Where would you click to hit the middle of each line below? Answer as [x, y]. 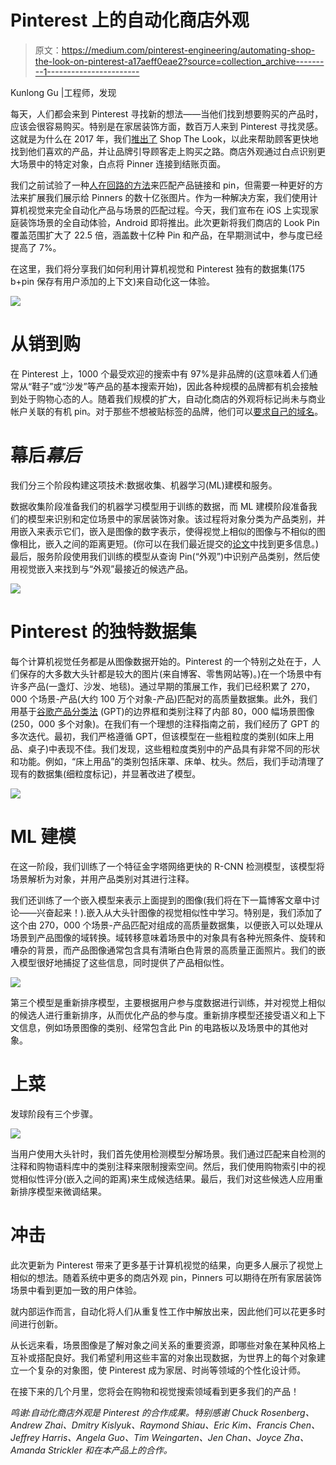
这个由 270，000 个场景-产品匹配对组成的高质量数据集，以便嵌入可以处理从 [166, 925]
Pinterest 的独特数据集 [103, 632]
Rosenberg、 [287, 1412]
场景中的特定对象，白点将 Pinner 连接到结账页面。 [122, 163]
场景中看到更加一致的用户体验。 [76, 1290]
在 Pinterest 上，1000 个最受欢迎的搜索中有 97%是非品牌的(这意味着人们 [160, 373]
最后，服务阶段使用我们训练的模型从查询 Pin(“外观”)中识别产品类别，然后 [161, 556]
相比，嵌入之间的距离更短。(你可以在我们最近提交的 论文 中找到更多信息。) [169, 543]
